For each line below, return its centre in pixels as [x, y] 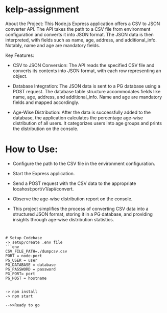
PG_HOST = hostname [26, 278]
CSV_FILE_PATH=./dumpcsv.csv [36, 251]
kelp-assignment [42, 9]
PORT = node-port [24, 256]
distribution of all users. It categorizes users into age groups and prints [87, 123]
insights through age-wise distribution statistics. [63, 219]
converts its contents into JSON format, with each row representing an [87, 71]
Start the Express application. [44, 173]
